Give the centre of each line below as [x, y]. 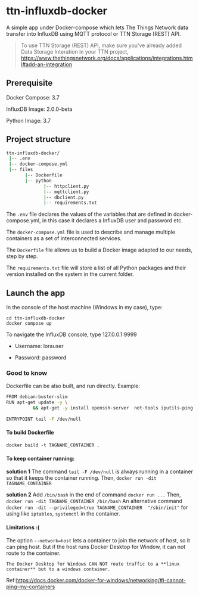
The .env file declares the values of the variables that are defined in [89, 214]
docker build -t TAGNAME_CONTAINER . [53, 445]
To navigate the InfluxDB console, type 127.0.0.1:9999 [71, 334]
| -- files [21, 170]
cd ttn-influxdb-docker [36, 318]
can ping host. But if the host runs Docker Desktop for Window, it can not [96, 547]
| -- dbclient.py [64, 197]
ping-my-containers [31, 587]
